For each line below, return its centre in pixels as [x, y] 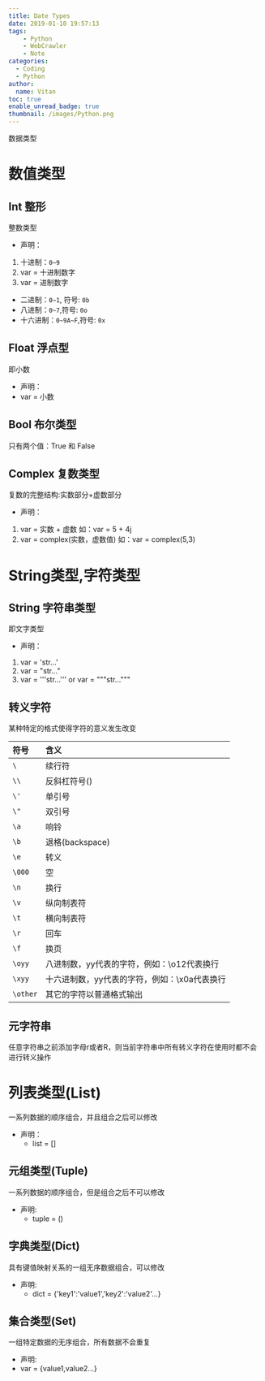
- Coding [30, 69]
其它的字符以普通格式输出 [94, 994]
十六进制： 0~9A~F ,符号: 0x [63, 320]
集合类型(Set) [43, 1321]
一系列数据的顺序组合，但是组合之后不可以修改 [86, 1192]
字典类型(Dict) [44, 1247]
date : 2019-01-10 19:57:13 [54, 24]
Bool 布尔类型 [43, 424]
